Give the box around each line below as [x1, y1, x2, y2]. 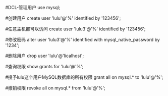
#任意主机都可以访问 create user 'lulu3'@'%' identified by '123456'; [5, 26, 146, 32]
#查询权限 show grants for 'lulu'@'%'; [5, 64, 84, 69]
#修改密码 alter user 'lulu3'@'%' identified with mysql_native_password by [5, 37, 160, 42]
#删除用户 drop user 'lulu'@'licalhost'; [5, 53, 84, 59]
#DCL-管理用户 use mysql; [5, 5, 61, 10]
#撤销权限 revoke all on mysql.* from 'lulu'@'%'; [5, 85, 106, 91]
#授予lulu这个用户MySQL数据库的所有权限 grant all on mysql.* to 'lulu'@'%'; [5, 74, 163, 80]
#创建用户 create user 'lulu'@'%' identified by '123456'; [5, 15, 121, 21]
